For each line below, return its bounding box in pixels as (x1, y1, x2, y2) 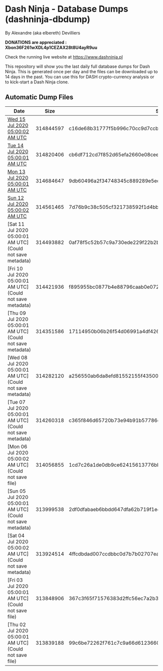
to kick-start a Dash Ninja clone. (5, 79, 69, 85)
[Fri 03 (7, 576, 23, 583)
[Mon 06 (7, 443, 28, 450)
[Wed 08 (7, 354, 28, 361)
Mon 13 (7, 168, 26, 175)
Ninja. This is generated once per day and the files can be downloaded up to (5, 68, 158, 74)
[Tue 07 (7, 398, 26, 405)
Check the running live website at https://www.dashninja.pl (5, 54, 123, 59)
